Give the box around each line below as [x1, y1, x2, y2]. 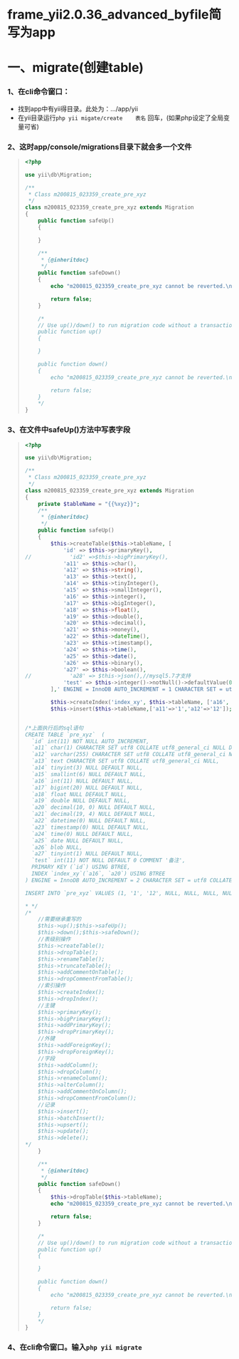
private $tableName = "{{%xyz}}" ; [38, 500, 140, 507]
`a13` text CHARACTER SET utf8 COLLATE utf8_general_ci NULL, [31, 758, 220, 765]
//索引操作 [38, 982, 66, 989]
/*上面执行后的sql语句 [24, 724, 84, 731]
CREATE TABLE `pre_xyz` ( [24, 731, 105, 738]
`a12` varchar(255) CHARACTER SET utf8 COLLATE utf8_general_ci [31, 751, 226, 758]
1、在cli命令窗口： [7, 87, 70, 97]
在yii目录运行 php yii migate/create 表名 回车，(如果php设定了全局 [17, 113, 224, 122]
